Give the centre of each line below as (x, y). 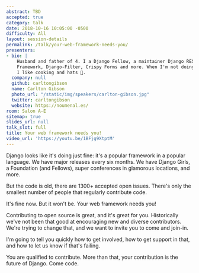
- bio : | (17, 56)
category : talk (25, 23)
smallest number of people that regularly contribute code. (76, 192)
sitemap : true (24, 116)
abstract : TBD (24, 12)
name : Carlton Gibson (38, 89)
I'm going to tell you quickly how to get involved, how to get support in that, (98, 239)
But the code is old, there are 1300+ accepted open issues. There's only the (99, 186)
